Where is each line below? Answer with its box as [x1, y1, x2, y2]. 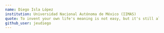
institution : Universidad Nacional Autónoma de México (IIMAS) [5, 12, 137, 16]
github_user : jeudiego [5, 20, 51, 26]
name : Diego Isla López [5, 7, 54, 12]
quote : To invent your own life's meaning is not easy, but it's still [5, 16, 154, 21]
